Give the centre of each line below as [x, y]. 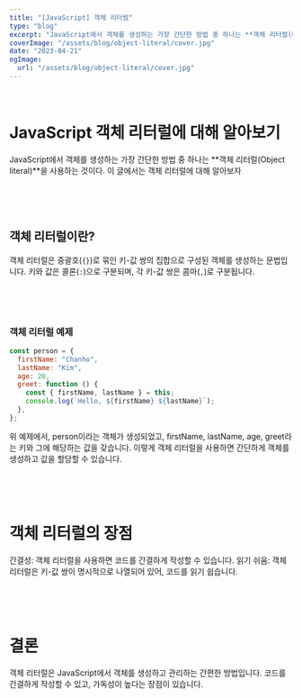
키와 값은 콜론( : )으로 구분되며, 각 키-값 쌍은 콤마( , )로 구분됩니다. [142, 271]
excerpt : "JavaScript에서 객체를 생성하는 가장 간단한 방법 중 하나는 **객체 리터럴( [151, 34]
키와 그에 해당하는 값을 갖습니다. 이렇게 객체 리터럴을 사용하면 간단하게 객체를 [154, 448]
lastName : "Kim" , [50, 367]
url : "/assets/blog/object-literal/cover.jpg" [106, 68]
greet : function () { [58, 385]
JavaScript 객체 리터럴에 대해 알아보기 [145, 133]
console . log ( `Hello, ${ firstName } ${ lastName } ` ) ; [120, 402]
